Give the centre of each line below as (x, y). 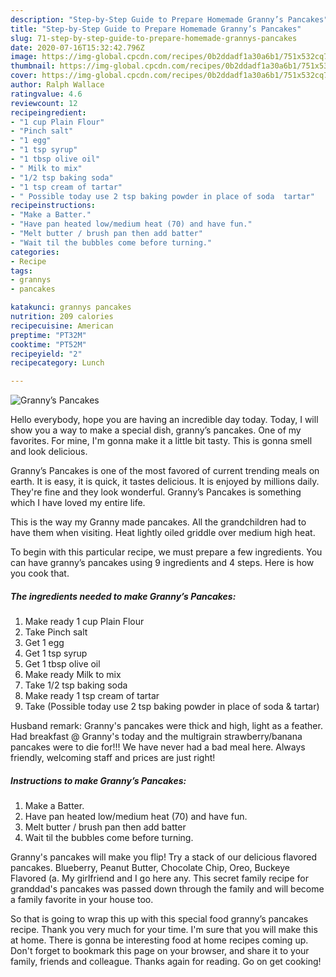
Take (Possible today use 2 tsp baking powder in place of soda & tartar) (172, 707)
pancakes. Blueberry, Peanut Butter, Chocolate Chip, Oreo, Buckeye (150, 868)
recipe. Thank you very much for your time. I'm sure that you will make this (164, 930)
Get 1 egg (44, 643)
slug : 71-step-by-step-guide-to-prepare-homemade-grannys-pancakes (154, 38)
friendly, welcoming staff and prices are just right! (113, 758)
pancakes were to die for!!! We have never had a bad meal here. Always (158, 747)
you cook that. (40, 573)
